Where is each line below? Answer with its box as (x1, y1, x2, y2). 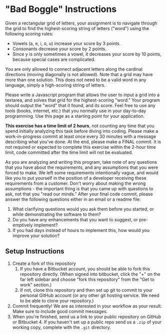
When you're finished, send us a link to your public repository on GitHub (12, 313, 161, 319)
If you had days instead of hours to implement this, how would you (12, 227, 150, 233)
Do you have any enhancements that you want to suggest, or (12, 216, 138, 222)
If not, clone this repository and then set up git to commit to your (19, 287, 153, 293)
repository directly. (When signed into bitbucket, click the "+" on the (19, 271, 161, 277)
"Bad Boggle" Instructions (5, 4, 117, 15)
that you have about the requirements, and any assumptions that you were (5, 164, 158, 170)
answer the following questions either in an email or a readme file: (5, 196, 141, 202)
